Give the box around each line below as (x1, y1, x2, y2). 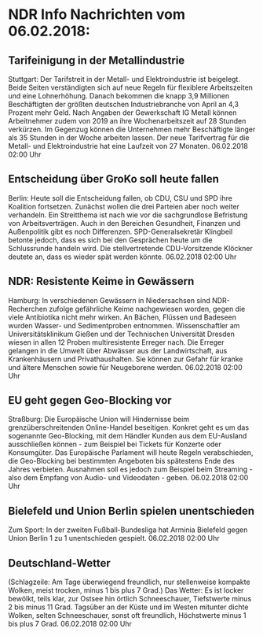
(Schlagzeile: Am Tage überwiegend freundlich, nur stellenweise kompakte (8, 577, 250, 587)
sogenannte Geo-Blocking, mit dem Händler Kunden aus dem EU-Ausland (8, 431, 247, 441)
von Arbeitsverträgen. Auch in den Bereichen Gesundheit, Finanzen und (8, 218, 241, 227)
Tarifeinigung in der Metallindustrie (8, 54, 185, 67)
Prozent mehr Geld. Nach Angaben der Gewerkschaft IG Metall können (8, 108, 237, 117)
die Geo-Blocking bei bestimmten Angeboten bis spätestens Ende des (8, 457, 236, 466)
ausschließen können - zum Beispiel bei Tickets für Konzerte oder (8, 439, 222, 449)
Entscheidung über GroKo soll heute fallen (8, 172, 220, 186)
